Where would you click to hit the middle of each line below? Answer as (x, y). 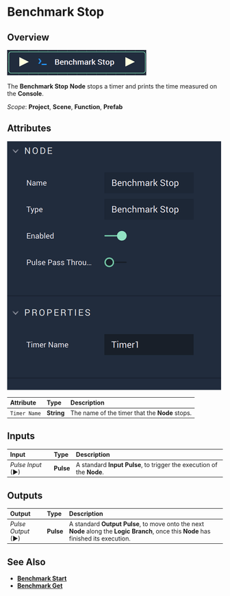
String (56, 413)
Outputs (25, 496)
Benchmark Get (40, 586)
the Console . (26, 94)
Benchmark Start (42, 578)
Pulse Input (26, 464)
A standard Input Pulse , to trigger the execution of (146, 464)
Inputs (21, 436)
